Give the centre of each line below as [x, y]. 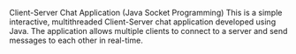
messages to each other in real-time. [76, 40]
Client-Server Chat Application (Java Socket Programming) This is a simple [146, 13]
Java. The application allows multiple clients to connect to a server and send [148, 31]
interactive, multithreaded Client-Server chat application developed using [143, 22]
